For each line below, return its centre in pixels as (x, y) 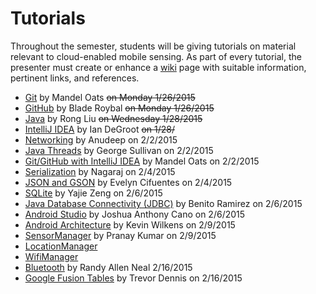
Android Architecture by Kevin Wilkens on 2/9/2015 (130, 224)
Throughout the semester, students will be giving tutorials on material (153, 46)
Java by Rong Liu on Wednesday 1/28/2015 (113, 118)
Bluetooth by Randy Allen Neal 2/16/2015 (108, 267)
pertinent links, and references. (75, 78)
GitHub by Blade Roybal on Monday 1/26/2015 (119, 108)
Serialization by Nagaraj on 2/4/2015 (100, 171)
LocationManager (61, 246)
